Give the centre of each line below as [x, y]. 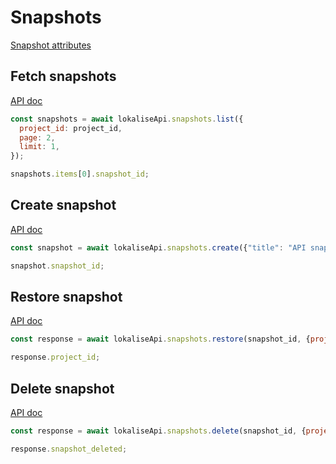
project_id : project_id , [71, 128]
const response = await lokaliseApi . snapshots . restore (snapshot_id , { [160, 339]
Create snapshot [63, 205]
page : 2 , [37, 137]
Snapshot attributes [51, 45]
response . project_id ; [55, 357]
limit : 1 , [39, 147]
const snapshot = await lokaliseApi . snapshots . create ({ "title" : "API [158, 247]
